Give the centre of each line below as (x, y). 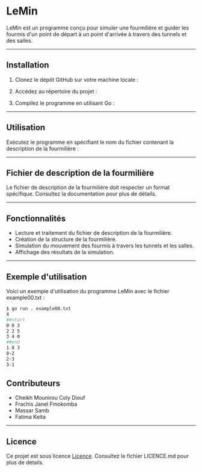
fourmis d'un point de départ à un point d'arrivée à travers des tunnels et (96, 34)
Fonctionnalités (36, 218)
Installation (28, 65)
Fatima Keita (30, 417)
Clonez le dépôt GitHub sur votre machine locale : (77, 79)
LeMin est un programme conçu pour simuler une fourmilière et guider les (98, 28)
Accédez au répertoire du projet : (56, 91)
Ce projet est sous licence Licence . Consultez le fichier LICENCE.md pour (98, 456)
